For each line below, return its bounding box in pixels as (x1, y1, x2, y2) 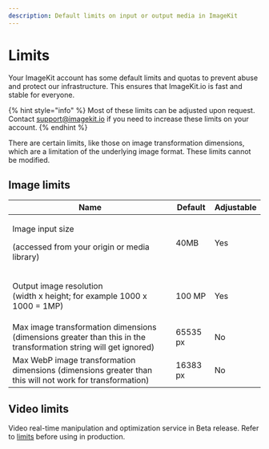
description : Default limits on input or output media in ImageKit (8, 11, 239, 20)
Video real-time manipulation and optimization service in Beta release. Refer (8, 423, 259, 433)
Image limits (8, 178, 70, 192)
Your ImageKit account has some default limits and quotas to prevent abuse (8, 73, 259, 83)
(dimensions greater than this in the (12, 332, 146, 343)
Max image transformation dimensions (12, 322, 157, 333)
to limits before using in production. (8, 432, 126, 442)
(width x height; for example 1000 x (12, 290, 147, 301)
